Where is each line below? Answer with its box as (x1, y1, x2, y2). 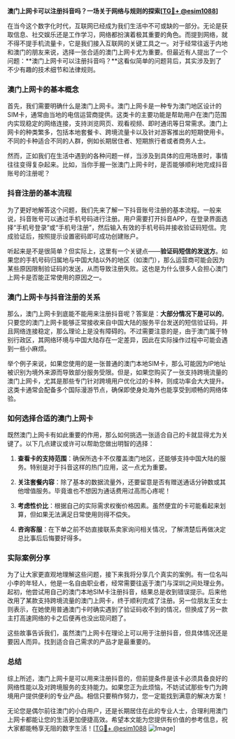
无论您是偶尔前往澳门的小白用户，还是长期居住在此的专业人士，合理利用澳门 (7, 706, 228, 715)
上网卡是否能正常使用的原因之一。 (7, 273, 106, 281)
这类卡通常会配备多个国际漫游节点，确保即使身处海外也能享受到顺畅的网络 (7, 385, 222, 394)
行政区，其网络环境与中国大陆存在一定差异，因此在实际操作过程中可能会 (13, 335, 222, 344)
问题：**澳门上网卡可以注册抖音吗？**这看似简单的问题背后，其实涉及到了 (7, 57, 222, 65)
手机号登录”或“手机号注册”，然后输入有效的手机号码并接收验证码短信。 (16, 223, 220, 232)
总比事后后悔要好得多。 (17, 534, 85, 542)
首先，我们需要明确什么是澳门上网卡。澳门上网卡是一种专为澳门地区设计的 (7, 101, 222, 111)
